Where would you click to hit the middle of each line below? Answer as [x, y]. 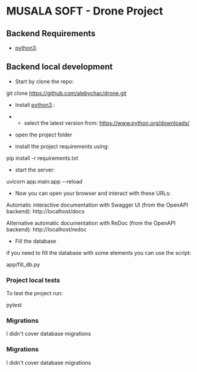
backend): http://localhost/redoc [47, 229]
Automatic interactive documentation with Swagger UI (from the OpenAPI [97, 205]
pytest [14, 305]
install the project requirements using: [62, 146]
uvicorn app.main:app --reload [44, 181]
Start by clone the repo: [44, 81]
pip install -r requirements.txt [42, 158]
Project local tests [33, 280]
